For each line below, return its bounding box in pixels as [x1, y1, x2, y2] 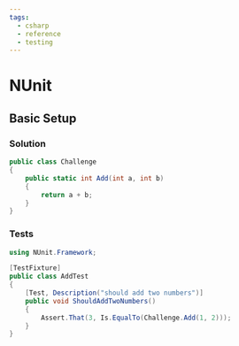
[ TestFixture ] [9, 264, 62, 273]
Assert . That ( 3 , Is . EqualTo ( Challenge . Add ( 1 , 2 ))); [41, 313, 232, 322]
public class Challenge [9, 158, 97, 166]
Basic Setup [9, 111, 77, 126]
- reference [17, 29, 62, 38]
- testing [17, 37, 53, 47]
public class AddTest [9, 272, 89, 281]
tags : [9, 12, 29, 22]
